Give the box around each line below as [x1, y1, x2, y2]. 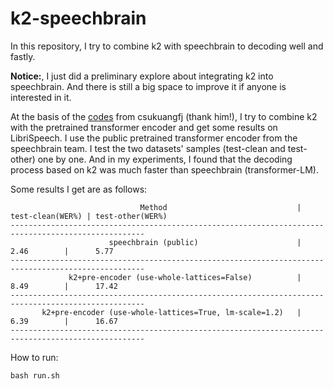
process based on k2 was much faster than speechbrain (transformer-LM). [10, 163, 319, 176]
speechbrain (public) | [108, 237, 302, 247]
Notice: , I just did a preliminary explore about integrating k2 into [10, 70, 274, 82]
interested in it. [10, 91, 72, 103]
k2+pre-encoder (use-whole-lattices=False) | [68, 272, 302, 282]
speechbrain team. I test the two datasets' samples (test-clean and [10, 142, 286, 154]
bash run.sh [10, 370, 60, 381]
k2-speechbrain [10, 7, 147, 30]
